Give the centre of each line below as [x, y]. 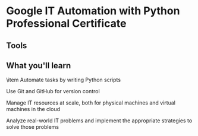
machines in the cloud [33, 109]
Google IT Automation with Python [93, 11]
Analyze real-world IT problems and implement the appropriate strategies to [99, 121]
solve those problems [33, 127]
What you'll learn [39, 66]
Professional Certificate [66, 23]
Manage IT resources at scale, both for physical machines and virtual [91, 103]
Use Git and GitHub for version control [53, 91]
